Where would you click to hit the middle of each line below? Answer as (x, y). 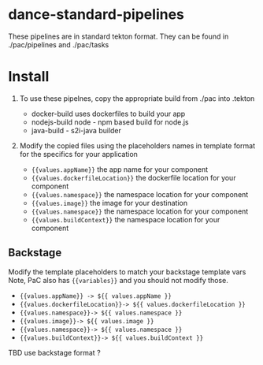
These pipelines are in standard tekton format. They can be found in (119, 36)
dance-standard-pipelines (96, 15)
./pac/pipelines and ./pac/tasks (59, 44)
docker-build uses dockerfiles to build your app (108, 114)
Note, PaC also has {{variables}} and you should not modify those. (118, 280)
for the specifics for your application (78, 154)
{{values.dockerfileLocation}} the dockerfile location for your (133, 177)
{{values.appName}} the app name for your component (120, 169)
